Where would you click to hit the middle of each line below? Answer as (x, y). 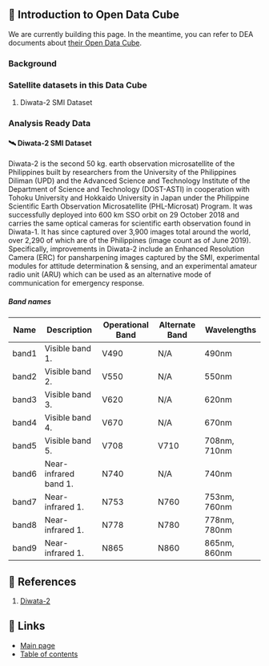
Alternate (177, 325)
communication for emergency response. (76, 283)
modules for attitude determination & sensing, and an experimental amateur (133, 266)
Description (69, 330)
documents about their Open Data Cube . (75, 43)
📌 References (42, 581)
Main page (38, 645)
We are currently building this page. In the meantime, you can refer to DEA (131, 34)
